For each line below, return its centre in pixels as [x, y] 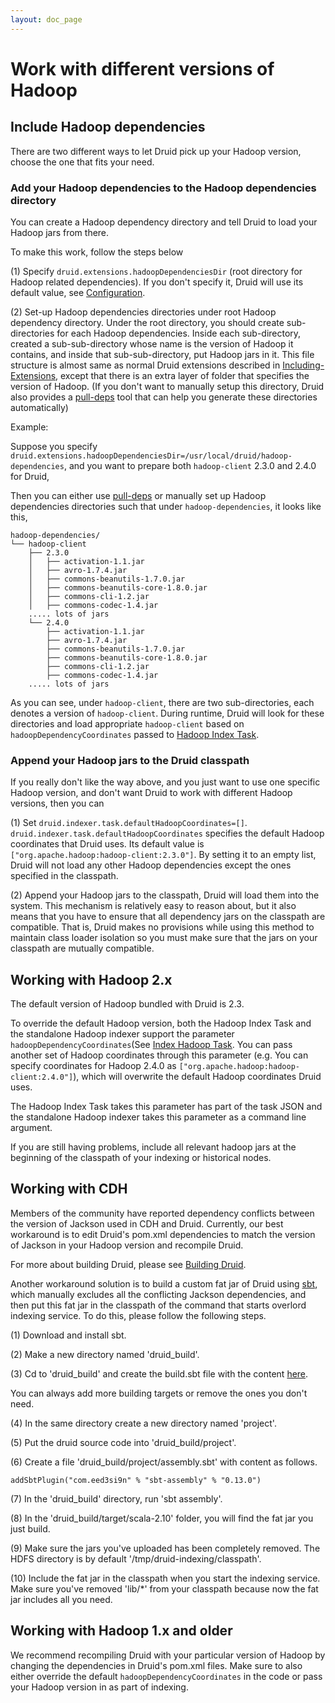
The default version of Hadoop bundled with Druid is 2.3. [127, 1004]
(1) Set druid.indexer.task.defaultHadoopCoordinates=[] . [129, 823]
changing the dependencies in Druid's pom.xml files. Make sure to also [156, 1665]
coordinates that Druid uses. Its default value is [107, 844]
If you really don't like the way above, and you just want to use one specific [165, 782]
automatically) [39, 407]
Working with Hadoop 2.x [91, 979]
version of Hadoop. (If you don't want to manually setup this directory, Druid [167, 386]
